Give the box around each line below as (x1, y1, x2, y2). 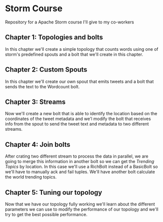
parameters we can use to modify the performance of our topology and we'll (5, 206, 159, 212)
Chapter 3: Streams (5, 98, 66, 106)
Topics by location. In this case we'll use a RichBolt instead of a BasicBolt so (5, 164, 158, 170)
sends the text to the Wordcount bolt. (5, 83, 80, 89)
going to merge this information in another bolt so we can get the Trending (5, 159, 155, 164)
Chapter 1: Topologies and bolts (5, 33, 103, 41)
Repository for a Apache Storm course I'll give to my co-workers (5, 19, 134, 25)
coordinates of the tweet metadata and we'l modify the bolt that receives (5, 116, 151, 122)
